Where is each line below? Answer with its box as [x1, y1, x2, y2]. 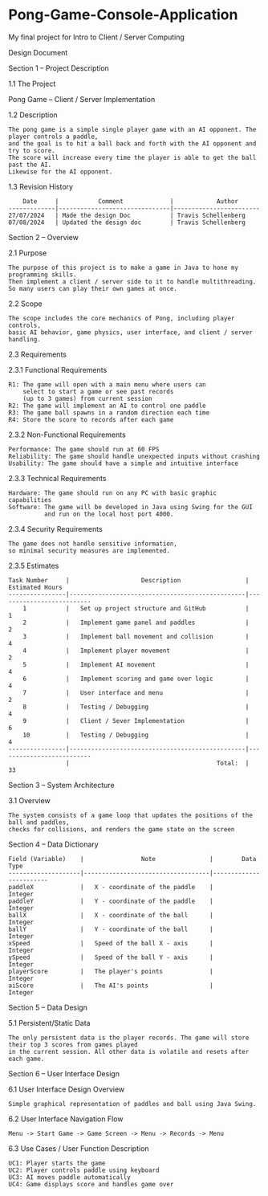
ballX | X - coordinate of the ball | [8, 911, 214, 919]
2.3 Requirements [8, 349, 67, 359]
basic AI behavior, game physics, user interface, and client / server [8, 328, 253, 337]
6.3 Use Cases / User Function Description [8, 1143, 150, 1153]
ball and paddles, [8, 818, 70, 827]
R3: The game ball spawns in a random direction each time [8, 408, 210, 417]
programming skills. [8, 271, 78, 279]
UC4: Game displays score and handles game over [8, 1180, 174, 1188]
